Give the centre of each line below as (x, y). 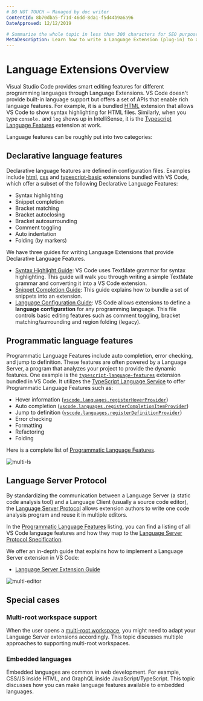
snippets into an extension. (49, 296)
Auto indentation (36, 233)
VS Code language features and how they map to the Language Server (94, 533)
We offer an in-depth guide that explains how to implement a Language (95, 551)
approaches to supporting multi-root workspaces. (68, 643)
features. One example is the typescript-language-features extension (94, 375)
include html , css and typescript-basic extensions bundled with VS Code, (98, 177)
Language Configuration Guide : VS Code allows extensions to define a (103, 302)
